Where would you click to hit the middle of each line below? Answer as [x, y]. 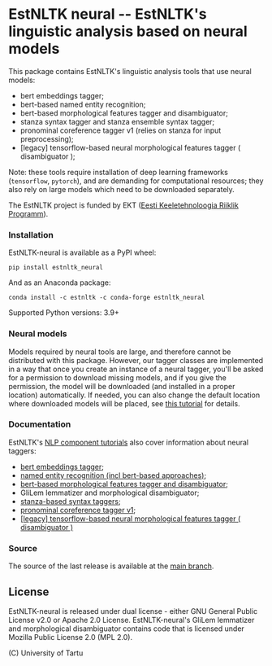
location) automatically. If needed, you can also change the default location [134, 395]
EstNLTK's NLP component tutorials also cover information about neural [129, 442]
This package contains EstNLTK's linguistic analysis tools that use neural [130, 71]
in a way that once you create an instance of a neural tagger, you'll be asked [136, 369]
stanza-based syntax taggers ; [70, 501]
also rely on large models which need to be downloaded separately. [122, 189]
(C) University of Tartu [46, 653]
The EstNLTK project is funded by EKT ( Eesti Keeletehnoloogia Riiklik [124, 205]
